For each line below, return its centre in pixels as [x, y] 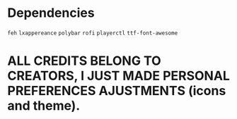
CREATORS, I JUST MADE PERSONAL [118, 76]
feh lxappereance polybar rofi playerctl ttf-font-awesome [93, 33]
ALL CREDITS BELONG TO [84, 61]
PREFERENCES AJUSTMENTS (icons [117, 91]
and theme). [44, 106]
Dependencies [51, 13]
